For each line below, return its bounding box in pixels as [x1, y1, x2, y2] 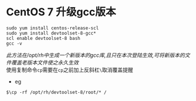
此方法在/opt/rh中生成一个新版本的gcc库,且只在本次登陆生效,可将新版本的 [6, 51, 185, 59]
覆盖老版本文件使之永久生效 [11, 59, 79, 66]
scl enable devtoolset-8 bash [6, 35, 81, 41]
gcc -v [6, 41, 22, 46]
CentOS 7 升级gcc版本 [6, 5, 116, 19]
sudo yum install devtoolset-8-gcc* [6, 30, 96, 36]
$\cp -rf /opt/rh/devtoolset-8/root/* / [6, 89, 107, 95]
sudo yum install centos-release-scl [6, 25, 99, 31]
